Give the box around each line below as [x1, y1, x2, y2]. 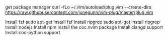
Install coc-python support [5, 30, 60, 35]
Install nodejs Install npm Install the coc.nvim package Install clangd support [5, 24, 163, 30]
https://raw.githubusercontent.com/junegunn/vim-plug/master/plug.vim [5, 9, 153, 15]
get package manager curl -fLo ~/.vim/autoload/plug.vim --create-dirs [5, 4, 152, 10]
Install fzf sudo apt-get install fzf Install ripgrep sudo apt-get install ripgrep [5, 19, 160, 25]
